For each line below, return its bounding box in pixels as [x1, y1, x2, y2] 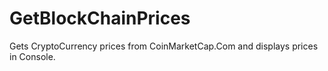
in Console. [9, 50, 56, 62]
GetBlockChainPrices [9, 7, 191, 30]
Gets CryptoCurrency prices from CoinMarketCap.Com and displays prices [9, 40, 319, 52]
